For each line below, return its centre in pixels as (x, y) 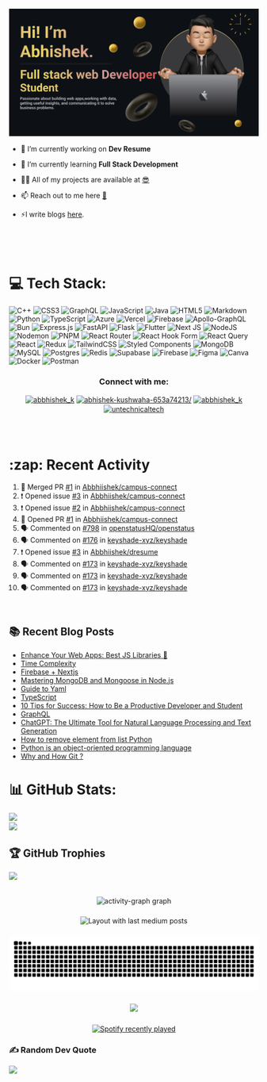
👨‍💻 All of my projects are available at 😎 (85, 180)
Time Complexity (48, 663)
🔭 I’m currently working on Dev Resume (86, 149)
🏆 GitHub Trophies (57, 854)
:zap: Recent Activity (80, 465)
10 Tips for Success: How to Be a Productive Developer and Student (132, 705)
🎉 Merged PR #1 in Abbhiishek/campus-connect (99, 487)
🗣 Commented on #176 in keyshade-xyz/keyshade (104, 539)
